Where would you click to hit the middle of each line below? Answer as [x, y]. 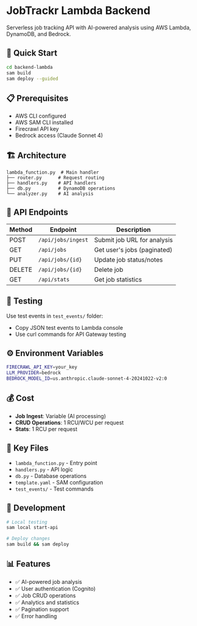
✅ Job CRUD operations [45, 596]
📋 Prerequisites [37, 98]
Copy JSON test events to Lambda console [69, 327]
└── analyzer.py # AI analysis [50, 194]
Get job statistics [118, 279]
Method [21, 229]
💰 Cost [20, 398]
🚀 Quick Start [32, 53]
